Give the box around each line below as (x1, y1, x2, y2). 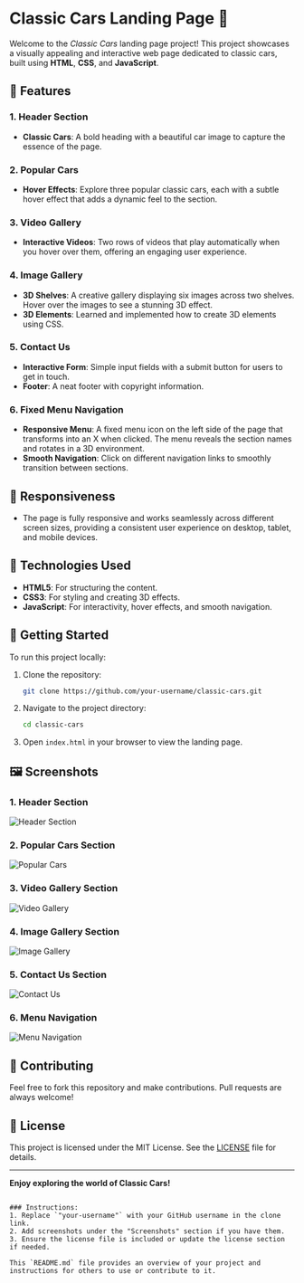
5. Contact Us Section (9, 968, 107, 981)
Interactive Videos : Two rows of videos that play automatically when (22, 237, 280, 248)
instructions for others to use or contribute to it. (9, 1267, 217, 1276)
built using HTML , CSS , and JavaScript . (9, 57, 159, 68)
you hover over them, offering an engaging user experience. (22, 246, 247, 257)
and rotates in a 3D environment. (22, 443, 145, 454)
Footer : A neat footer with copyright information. (22, 380, 204, 392)
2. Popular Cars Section (9, 839, 116, 851)
